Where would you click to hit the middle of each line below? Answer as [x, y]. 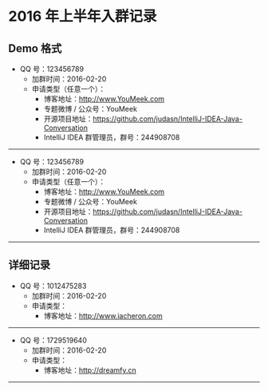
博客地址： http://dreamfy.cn [90, 370]
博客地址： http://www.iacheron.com [103, 315]
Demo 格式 [35, 48]
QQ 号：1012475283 [53, 286]
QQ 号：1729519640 [53, 340]
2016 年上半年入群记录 [83, 16]
